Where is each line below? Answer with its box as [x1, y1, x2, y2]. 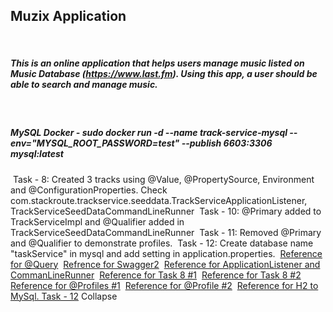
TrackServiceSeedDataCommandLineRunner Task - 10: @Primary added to [10, 205, 322, 217]
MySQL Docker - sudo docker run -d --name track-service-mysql [10, 127, 288, 139]
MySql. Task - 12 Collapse [10, 290, 118, 302]
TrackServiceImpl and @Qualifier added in [10, 215, 185, 228]
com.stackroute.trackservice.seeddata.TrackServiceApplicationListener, [10, 194, 308, 206]
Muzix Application [10, 8, 127, 25]
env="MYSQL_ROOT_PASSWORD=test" [10, 137, 180, 149]
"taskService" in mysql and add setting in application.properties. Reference [10, 247, 323, 259]
